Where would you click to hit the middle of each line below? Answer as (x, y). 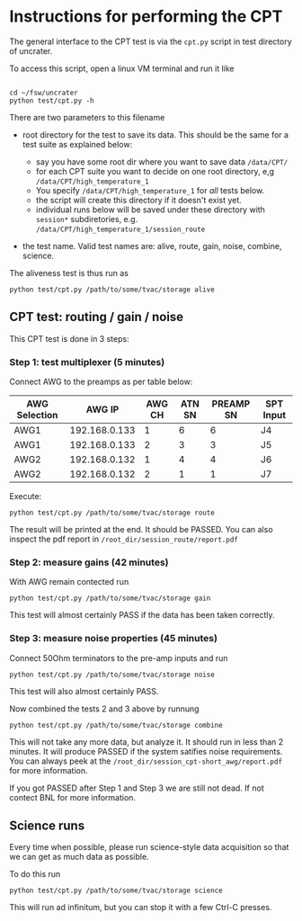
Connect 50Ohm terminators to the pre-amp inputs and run (119, 657)
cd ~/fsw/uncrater (44, 93)
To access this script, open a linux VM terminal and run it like (122, 68)
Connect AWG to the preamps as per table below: (101, 382)
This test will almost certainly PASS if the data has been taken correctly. (142, 615)
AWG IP (102, 409)
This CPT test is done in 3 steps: (69, 338)
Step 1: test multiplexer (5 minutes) (87, 362)
